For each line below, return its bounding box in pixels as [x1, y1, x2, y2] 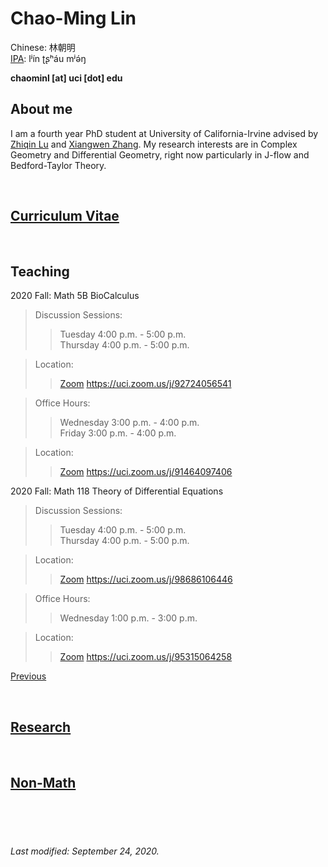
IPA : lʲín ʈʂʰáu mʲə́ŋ [10, 52, 87, 64]
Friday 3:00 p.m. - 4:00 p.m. [59, 427, 177, 439]
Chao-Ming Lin [10, 7, 137, 30]
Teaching [10, 263, 70, 280]
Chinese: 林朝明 [10, 41, 76, 53]
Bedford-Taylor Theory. [10, 159, 107, 171]
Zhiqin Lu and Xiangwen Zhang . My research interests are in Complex [10, 138, 298, 150]
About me [10, 101, 73, 118]
